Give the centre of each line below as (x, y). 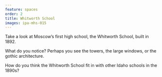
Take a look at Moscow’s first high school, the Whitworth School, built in (77, 37)
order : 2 (14, 14)
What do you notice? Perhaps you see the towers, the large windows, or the (81, 51)
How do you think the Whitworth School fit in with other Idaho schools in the (81, 65)
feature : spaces (21, 9)
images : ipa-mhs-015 (26, 23)
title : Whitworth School (30, 18)
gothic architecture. (25, 56)
